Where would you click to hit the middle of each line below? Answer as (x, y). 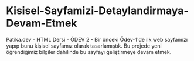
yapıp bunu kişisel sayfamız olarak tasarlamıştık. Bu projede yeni (84, 46)
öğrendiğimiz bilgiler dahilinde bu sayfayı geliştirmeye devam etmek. (89, 52)
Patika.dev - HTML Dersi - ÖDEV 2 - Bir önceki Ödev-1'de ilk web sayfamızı (97, 39)
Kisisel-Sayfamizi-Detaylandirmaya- (97, 11)
